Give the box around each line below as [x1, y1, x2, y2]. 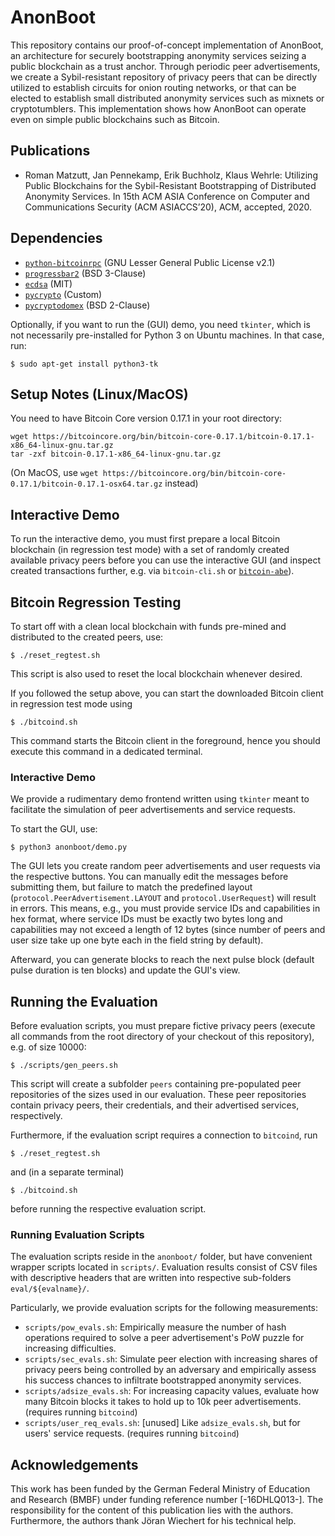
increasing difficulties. [24, 1342, 117, 1355]
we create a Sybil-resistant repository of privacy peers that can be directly [10, 71, 318, 83]
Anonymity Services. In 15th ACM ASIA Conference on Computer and [24, 190, 310, 202]
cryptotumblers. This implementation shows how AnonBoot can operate [10, 102, 307, 115]
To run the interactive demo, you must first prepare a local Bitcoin [10, 533, 281, 545]
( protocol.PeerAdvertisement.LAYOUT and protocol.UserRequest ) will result [10, 892, 317, 904]
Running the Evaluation [10, 993, 158, 1010]
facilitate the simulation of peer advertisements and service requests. [10, 804, 297, 816]
